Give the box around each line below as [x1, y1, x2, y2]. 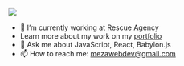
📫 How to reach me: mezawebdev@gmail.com [19, 49, 177, 58]
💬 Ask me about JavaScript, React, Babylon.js [19, 40, 171, 49]
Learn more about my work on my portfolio [19, 31, 162, 40]
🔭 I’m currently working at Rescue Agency [19, 23, 159, 32]
